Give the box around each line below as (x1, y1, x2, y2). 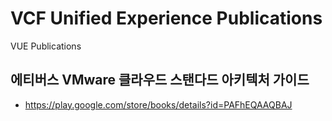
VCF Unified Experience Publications (10, 7, 323, 30)
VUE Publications (10, 40, 82, 52)
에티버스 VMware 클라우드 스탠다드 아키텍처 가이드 (10, 72, 310, 89)
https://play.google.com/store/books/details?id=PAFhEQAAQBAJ (24, 98, 293, 111)
